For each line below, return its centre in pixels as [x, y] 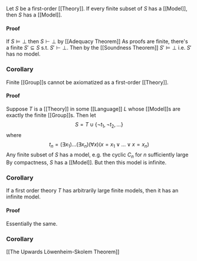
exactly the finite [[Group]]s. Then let [51, 115]
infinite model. [24, 197]
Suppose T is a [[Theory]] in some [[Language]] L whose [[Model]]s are [93, 109]
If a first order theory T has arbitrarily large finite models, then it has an [92, 191]
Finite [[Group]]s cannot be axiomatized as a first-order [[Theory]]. [88, 82]
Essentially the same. [32, 223]
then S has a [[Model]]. [34, 15]
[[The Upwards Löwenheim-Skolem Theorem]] [63, 252]
